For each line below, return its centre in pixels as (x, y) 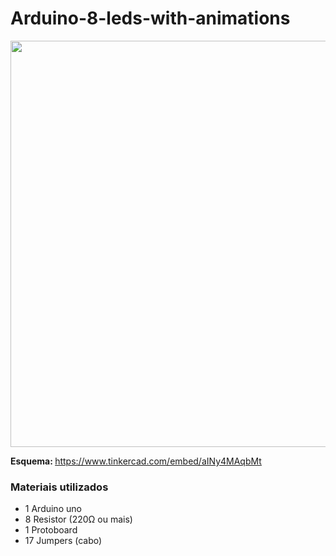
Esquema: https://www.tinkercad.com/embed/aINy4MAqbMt (136, 461)
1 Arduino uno (53, 509)
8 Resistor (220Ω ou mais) (78, 519)
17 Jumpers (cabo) (63, 541)
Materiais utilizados (59, 487)
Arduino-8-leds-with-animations (150, 18)
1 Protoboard (51, 530)
